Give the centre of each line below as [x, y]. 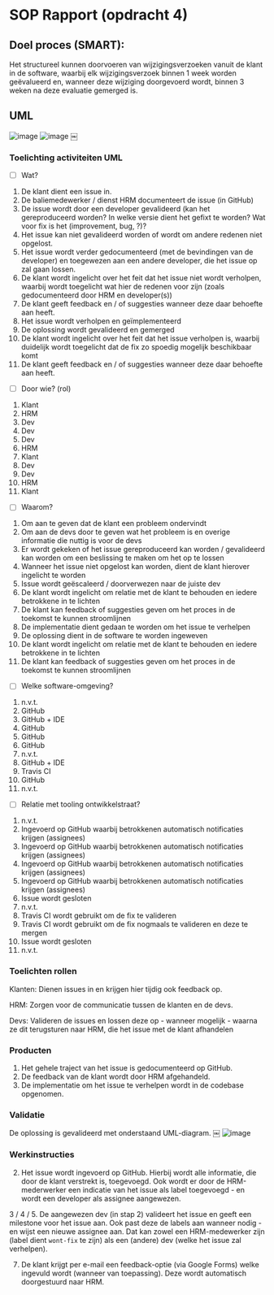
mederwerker [44, 1189]
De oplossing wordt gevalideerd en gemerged [98, 330]
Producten [30, 1050]
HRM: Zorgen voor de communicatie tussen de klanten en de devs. [121, 1005]
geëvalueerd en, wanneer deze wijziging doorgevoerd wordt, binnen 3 [127, 82]
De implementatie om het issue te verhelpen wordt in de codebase [133, 1085]
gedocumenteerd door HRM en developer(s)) [97, 295]
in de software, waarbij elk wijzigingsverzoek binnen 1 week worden [123, 73]
